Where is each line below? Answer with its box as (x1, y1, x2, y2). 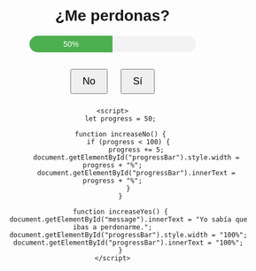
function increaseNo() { (74, 130, 167, 139)
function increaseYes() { (73, 207, 169, 217)
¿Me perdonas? (55, 6, 170, 25)
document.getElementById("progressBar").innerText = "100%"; (13, 238, 244, 248)
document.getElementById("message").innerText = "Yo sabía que (9, 215, 248, 224)
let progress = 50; (84, 114, 157, 124)
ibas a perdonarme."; (73, 223, 152, 232)
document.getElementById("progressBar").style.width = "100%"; (9, 231, 248, 240)
